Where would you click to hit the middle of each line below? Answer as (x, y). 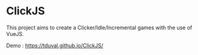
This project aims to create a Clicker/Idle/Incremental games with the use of (99, 27)
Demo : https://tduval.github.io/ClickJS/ (55, 45)
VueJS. (15, 33)
